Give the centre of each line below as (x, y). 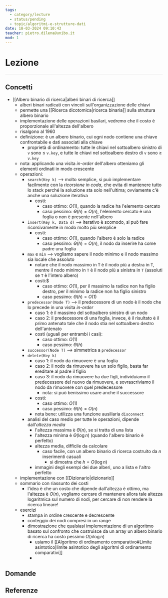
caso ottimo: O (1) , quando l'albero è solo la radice (93, 238)
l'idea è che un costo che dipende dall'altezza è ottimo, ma (88, 488)
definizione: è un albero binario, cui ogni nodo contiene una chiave (88, 136)
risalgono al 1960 (37, 131)
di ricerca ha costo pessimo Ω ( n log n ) (66, 536)
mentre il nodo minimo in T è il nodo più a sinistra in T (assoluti (98, 270)
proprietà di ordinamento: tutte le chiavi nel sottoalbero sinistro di (94, 147)
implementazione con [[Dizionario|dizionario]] (67, 478)
